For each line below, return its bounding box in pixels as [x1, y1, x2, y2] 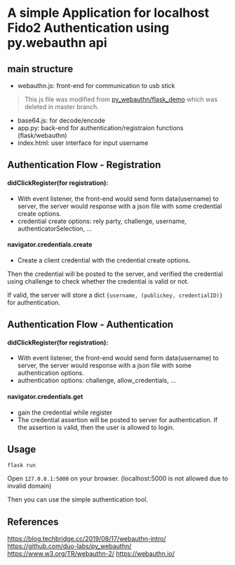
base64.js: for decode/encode [17, 116, 105, 125]
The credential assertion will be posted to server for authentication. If [17, 415, 218, 424]
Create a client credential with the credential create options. [17, 255, 191, 265]
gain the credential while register [17, 408, 113, 417]
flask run [7, 462, 36, 469]
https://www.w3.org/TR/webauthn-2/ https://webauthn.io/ [7, 550, 175, 558]
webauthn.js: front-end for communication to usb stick [17, 82, 175, 89]
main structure [7, 63, 74, 75]
